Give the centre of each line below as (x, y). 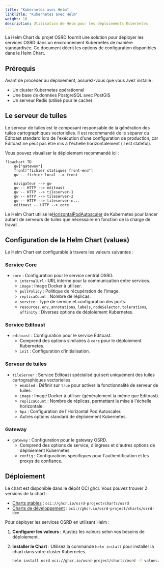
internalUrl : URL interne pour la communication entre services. (85, 281)
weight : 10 (16, 19)
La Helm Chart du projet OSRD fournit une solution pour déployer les (74, 37)
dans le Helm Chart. (25, 53)
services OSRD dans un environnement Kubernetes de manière (69, 43)
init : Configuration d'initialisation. (55, 351)
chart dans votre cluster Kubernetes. (49, 551)
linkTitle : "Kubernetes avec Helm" (41, 14)
